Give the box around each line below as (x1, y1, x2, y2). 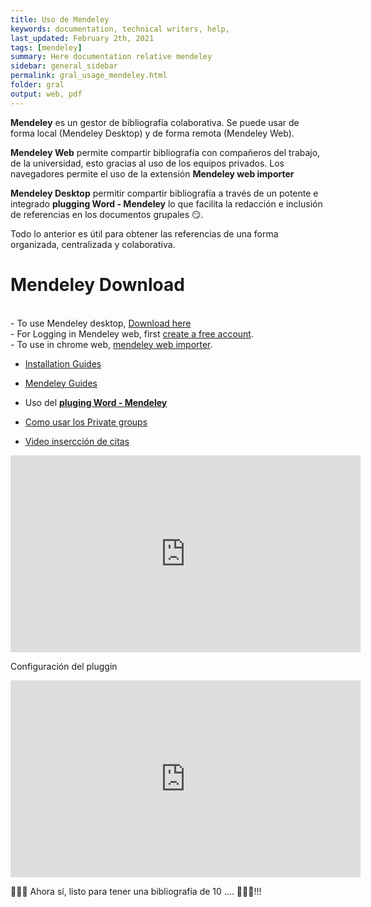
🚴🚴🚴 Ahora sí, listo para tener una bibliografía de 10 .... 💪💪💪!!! (10, 885, 262, 897)
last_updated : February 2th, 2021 (10, 33, 155, 43)
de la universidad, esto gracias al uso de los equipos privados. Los (10, 157, 285, 169)
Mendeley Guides (24, 377, 98, 389)
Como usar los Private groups (24, 416, 148, 428)
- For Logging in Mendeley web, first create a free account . (10, 327, 254, 340)
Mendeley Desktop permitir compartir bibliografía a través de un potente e (10, 187, 319, 199)
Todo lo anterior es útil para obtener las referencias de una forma (10, 227, 279, 240)
